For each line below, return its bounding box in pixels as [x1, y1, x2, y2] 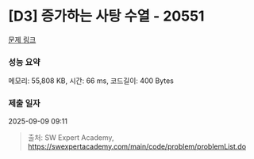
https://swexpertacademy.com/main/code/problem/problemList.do [27, 142, 247, 151]
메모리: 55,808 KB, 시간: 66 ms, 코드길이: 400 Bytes [8, 76, 175, 85]
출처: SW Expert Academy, [27, 132, 114, 142]
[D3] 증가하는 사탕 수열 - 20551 [8, 7, 205, 25]
